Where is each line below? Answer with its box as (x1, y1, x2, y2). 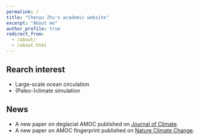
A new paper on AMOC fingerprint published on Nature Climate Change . (14, 127, 195, 134)
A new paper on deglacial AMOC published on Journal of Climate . (14, 120, 179, 127)
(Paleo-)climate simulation (14, 87, 80, 94)
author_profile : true (6, 25, 61, 32)
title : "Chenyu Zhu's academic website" (6, 14, 110, 20)
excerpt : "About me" (6, 20, 58, 26)
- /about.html (11, 43, 47, 49)
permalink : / (6, 8, 39, 15)
